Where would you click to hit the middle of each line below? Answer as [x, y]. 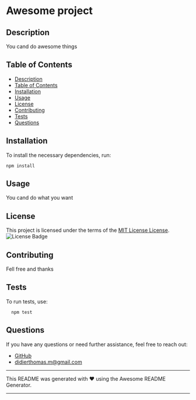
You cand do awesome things [42, 46]
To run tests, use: [27, 301]
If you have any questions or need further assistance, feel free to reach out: [97, 344]
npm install [20, 166]
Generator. [19, 385]
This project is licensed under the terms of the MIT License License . [88, 230]
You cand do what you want [40, 198]
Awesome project [50, 11]
